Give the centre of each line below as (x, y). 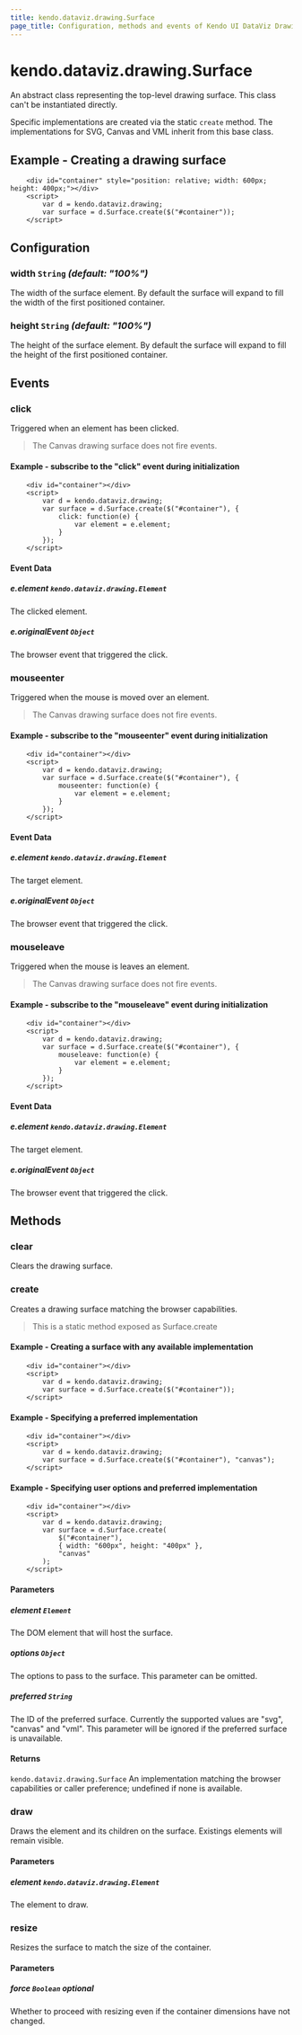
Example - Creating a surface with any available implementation (132, 1347)
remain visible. (37, 1841)
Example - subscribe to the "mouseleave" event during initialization (139, 1004)
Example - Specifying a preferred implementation (104, 1417)
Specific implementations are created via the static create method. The (142, 122)
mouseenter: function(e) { (108, 786)
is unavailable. (37, 1738)
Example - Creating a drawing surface (118, 160)
